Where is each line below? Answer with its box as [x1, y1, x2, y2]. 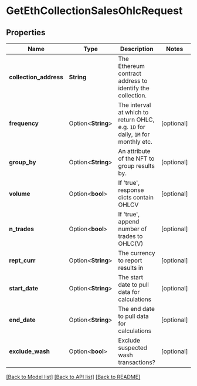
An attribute [118, 147, 151, 155]
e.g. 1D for [118, 123, 145, 131]
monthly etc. [118, 138, 152, 145]
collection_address [9, 73, 63, 81]
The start [118, 273, 144, 281]
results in [118, 264, 144, 272]
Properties [6, 28, 46, 38]
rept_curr [9, 256, 36, 265]
